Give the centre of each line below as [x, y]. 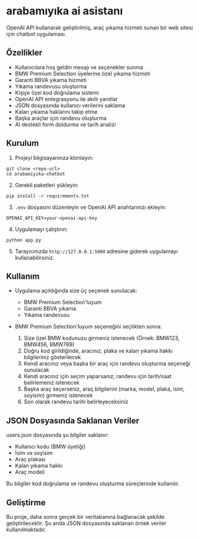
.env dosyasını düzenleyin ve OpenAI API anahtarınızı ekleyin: [91, 207]
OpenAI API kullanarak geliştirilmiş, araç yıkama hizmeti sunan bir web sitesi [99, 28]
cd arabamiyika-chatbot [36, 174]
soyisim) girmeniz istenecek [58, 396]
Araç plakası [30, 460]
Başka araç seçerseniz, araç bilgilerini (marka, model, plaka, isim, [104, 389]
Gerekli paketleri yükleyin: [47, 185]
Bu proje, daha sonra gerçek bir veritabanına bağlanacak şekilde [85, 517]
